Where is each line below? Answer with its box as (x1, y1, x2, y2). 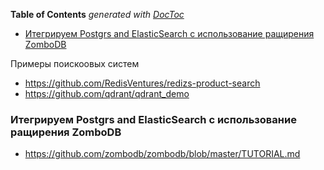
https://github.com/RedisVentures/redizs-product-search (24, 77, 261, 89)
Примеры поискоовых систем (10, 58, 140, 69)
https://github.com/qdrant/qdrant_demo (24, 88, 190, 99)
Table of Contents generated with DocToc (10, 9, 185, 20)
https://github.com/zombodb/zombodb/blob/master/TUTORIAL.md (24, 148, 301, 160)
